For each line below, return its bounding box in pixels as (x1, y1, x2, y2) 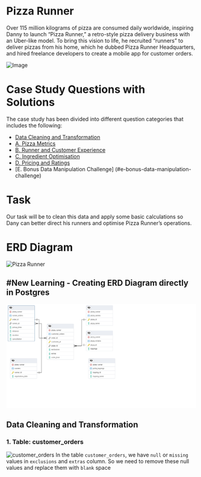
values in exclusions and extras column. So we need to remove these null (6, 458, 190, 465)
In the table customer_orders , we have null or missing (55, 451, 188, 459)
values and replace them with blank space (6, 464, 111, 472)
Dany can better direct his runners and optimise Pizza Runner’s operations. (6, 219, 192, 227)
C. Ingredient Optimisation (14, 153, 80, 160)
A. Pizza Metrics (14, 140, 56, 147)
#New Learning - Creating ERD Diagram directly (6, 278, 188, 288)
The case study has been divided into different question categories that (6, 115, 184, 122)
